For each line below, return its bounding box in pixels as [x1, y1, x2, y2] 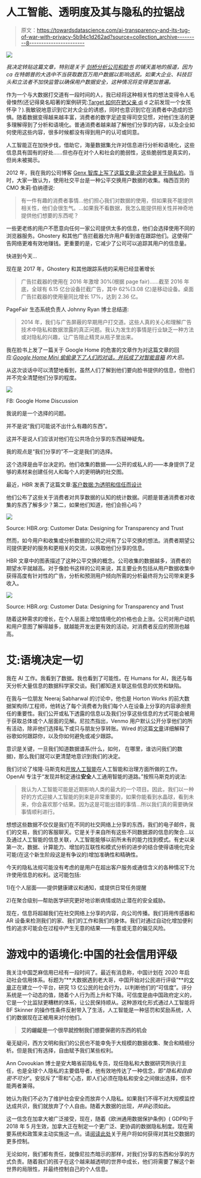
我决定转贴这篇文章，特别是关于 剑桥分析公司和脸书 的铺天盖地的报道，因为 [6, 63, 193, 70]
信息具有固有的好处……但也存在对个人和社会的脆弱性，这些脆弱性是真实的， [6, 148, 194, 156]
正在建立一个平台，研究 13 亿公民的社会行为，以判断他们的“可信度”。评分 [11, 983, 193, 991]
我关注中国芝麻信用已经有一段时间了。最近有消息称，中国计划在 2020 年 [6, 968, 185, 976]
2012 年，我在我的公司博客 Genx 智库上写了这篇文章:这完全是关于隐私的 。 [6, 169, 189, 176]
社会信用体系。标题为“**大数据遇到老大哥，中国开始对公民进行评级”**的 [11, 976, 190, 983]
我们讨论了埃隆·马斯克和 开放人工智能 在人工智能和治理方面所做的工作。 [6, 765, 181, 772]
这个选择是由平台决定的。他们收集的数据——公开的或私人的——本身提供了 [6, 461, 190, 468]
